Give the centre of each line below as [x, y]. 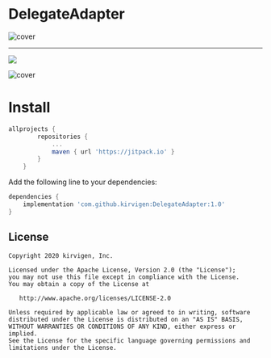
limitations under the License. [63, 347]
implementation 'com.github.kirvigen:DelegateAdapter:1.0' [124, 204]
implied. [23, 333]
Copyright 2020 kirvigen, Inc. [61, 255]
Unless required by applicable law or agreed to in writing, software [129, 312]
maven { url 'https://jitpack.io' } [113, 152]
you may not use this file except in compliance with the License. [124, 277]
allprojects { [32, 129]
